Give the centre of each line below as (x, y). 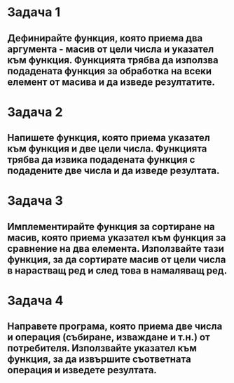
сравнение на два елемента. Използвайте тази (116, 249)
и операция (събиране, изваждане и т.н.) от (109, 337)
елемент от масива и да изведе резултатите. (111, 82)
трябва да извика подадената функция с (101, 160)
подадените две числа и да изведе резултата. (113, 171)
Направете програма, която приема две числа (115, 327)
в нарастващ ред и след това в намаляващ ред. (117, 270)
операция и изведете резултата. (82, 370)
